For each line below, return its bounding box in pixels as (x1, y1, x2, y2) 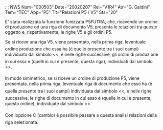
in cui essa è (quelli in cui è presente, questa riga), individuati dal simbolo (5, 59, 153, 64)
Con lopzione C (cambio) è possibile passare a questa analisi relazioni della (5, 112, 157, 118)
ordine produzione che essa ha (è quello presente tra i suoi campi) (5, 46, 139, 52)
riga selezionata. (5, 119, 39, 125)
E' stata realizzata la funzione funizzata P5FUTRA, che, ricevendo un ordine (5, 19, 158, 24)
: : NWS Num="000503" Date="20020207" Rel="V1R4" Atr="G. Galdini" (5, 4, 150, 10)
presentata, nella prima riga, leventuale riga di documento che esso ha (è (5, 81, 153, 87)
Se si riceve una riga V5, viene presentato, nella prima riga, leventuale (5, 39, 146, 44)
